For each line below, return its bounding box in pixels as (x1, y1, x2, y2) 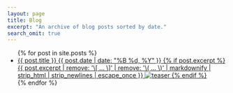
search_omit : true (7, 29, 61, 37)
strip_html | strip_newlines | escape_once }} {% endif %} (17, 71, 207, 80)
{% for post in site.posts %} (17, 49, 98, 57)
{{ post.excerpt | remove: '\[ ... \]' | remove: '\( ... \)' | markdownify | (17, 64, 211, 72)
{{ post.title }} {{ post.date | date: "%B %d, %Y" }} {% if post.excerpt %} (17, 57, 225, 65)
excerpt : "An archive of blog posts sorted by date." (7, 23, 167, 30)
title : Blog (7, 17, 42, 24)
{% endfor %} (17, 78, 58, 87)
